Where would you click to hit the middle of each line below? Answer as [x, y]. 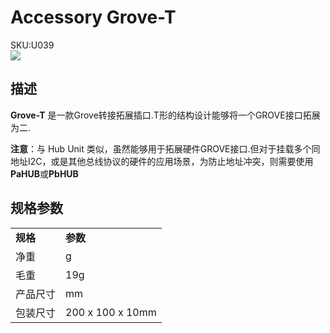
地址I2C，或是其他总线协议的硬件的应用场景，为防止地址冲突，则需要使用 [162, 161]
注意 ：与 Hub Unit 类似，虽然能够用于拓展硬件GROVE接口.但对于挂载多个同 [165, 148]
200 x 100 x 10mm [111, 312]
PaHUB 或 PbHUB [44, 173]
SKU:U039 [32, 45]
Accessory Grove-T [93, 17]
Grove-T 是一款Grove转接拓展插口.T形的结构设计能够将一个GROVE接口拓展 [165, 115]
